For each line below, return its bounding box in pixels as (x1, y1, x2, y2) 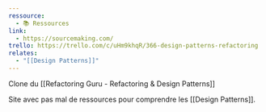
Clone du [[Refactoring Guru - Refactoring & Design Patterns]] (8, 78, 216, 89)
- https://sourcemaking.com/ (15, 34, 114, 43)
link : (8, 27, 27, 35)
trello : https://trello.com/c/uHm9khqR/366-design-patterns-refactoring (8, 42, 259, 50)
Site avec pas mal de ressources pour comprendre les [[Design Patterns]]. (8, 94, 256, 104)
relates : (8, 49, 38, 57)
